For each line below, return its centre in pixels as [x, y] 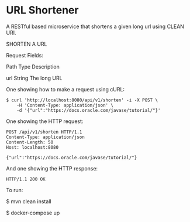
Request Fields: [25, 55]
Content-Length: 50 [30, 142]
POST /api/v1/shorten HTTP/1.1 [44, 132]
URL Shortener [42, 10]
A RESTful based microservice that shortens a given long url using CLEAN [95, 26]
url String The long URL [34, 78]
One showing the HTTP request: [45, 121]
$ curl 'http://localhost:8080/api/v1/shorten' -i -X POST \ [82, 100]
